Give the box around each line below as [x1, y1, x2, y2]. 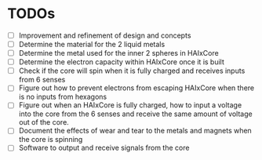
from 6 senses [18, 75, 66, 85]
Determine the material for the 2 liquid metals [18, 40, 166, 49]
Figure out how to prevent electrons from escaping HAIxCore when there [18, 83, 255, 93]
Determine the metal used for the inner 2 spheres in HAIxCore [18, 49, 219, 58]
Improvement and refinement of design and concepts [18, 31, 191, 40]
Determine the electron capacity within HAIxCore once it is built [18, 57, 225, 67]
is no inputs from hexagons [18, 92, 107, 102]
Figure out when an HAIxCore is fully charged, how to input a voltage [18, 100, 242, 110]
